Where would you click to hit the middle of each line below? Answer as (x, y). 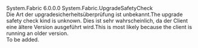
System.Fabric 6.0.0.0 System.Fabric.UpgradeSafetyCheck (79, 8)
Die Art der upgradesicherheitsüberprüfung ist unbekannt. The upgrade (94, 14)
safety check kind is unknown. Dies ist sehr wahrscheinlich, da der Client (97, 21)
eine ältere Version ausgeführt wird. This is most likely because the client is (99, 27)
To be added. (23, 39)
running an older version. (37, 33)
